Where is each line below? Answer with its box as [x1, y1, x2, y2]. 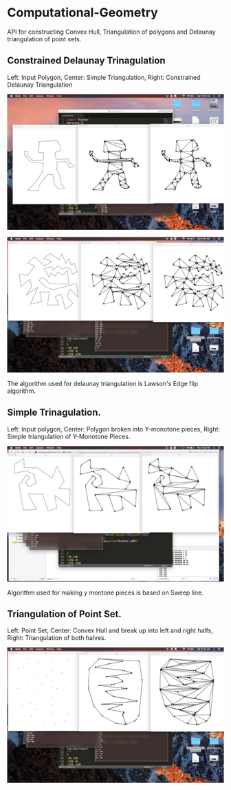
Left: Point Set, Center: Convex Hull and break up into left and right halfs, [7, 626, 213, 634]
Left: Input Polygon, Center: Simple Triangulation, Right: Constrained [7, 73, 201, 81]
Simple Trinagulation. [7, 407, 102, 418]
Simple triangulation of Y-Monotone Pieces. [7, 432, 131, 440]
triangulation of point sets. [7, 34, 82, 43]
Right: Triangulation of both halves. [7, 634, 107, 642]
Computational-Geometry [7, 5, 158, 21]
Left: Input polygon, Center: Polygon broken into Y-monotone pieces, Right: [7, 425, 221, 433]
